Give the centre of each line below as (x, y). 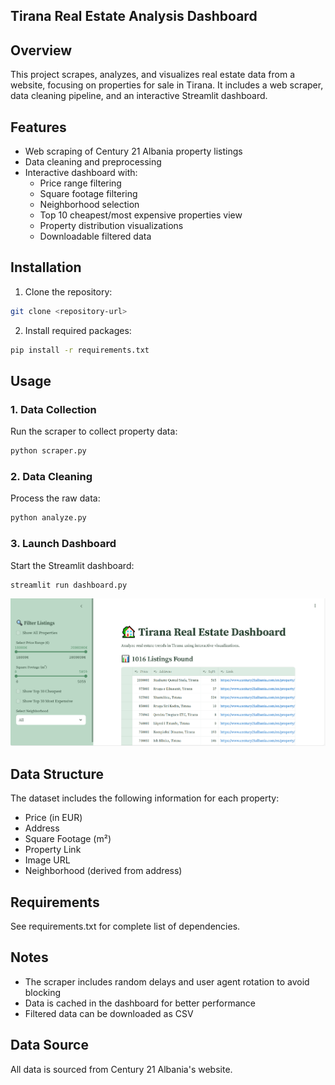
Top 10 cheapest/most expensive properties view (141, 215)
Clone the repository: (68, 291)
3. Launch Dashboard (63, 544)
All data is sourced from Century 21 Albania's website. (121, 1069)
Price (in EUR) (53, 818)
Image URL (47, 860)
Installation (46, 267)
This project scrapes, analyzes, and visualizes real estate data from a (153, 75)
